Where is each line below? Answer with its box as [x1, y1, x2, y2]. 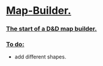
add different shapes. [14, 53, 66, 60]
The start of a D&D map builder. [6, 25, 97, 33]
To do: [6, 41, 25, 49]
